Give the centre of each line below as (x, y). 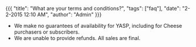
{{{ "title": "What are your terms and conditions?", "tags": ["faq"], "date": (93, 8)
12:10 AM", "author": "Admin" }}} (63, 15)
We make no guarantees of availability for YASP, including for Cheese (98, 26)
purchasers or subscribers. (47, 32)
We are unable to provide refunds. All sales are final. (77, 38)
